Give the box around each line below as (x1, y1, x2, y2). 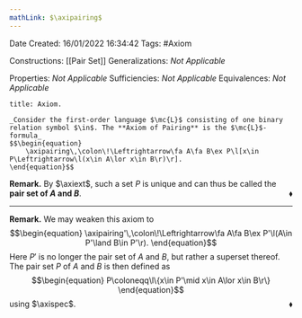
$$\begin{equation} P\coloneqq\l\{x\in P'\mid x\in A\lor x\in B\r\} (31, 275, 271, 286)
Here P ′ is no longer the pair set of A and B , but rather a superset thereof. (9, 251, 280, 261)
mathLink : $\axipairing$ (9, 13, 102, 22)
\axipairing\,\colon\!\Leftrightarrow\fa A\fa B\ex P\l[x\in (25, 146, 259, 155)
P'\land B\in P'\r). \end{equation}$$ (84, 237, 218, 248)
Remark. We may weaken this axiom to (9, 213, 155, 225)
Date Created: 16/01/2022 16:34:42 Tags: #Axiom (9, 38, 192, 49)
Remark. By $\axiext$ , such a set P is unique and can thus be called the (9, 178, 277, 189)
